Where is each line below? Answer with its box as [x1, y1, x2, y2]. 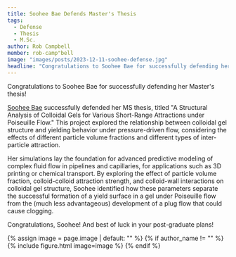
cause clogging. [7, 206, 54, 215]
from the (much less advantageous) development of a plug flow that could [7, 199, 223, 208]
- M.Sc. [13, 37, 37, 44]
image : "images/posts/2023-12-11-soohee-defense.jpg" [7, 56, 169, 63]
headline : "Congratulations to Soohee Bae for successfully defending [7, 63, 218, 70]
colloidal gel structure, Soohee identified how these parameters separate [7, 184, 218, 192]
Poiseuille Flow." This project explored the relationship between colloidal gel [7, 118, 227, 127]
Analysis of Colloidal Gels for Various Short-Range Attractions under [7, 111, 205, 119]
